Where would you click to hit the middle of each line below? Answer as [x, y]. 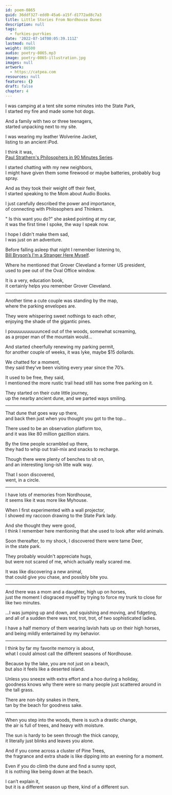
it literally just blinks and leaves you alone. [50, 741]
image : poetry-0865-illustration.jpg [46, 58]
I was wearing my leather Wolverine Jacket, [51, 136]
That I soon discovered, [30, 474]
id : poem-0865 [20, 10]
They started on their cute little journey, [47, 393]
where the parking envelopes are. [41, 306]
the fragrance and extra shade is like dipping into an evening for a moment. [84, 756]
